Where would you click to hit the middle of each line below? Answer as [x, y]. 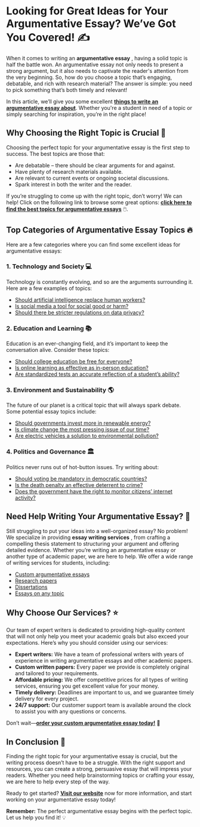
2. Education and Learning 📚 [49, 328]
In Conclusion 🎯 [36, 742]
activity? [25, 498]
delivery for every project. [47, 699]
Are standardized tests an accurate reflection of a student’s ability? [97, 374]
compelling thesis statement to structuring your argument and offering [93, 543]
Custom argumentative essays [52, 574]
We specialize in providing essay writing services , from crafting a [88, 537]
